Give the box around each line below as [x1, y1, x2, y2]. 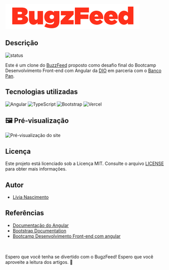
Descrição [5, 39, 38, 47]
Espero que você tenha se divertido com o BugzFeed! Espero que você [5, 253, 153, 260]
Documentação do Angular [12, 222, 69, 228]
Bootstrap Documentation [12, 227, 67, 233]
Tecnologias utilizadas [5, 88, 78, 96]
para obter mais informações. [5, 166, 67, 172]
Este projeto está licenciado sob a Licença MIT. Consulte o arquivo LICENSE [5, 160, 164, 166]
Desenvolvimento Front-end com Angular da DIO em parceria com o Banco [5, 68, 162, 74]
